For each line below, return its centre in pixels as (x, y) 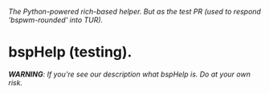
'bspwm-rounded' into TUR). (56, 20)
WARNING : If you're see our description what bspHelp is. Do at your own (130, 74)
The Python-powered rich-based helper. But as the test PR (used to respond (134, 12)
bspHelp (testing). (70, 52)
